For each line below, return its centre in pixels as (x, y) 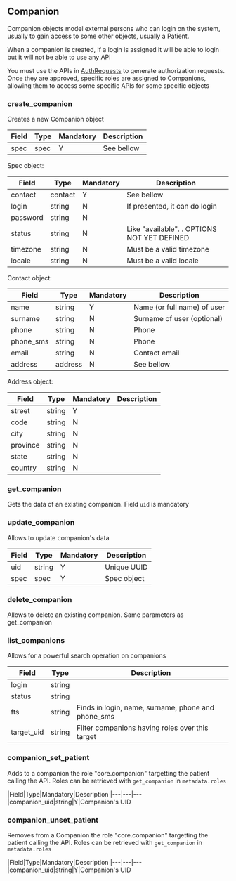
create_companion (40, 103)
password (27, 218)
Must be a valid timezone (168, 249)
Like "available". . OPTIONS (172, 229)
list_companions (36, 640)
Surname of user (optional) (178, 319)
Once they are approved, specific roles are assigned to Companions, (106, 78)
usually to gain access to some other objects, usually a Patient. (98, 36)
